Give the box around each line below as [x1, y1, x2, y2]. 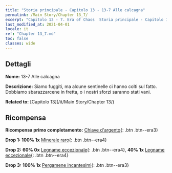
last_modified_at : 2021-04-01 [5, 21, 70, 27]
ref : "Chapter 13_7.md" [5, 31, 56, 36]
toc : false [5, 36, 29, 41]
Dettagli [5, 60, 31, 69]
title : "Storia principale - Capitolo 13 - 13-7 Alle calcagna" [5, 7, 145, 13]
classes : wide [5, 41, 36, 46]
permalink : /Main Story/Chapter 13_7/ [5, 12, 88, 17]
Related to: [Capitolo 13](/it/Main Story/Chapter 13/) [5, 98, 115, 105]
